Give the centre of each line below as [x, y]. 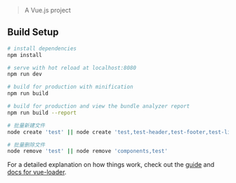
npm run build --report [42, 113]
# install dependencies [42, 49]
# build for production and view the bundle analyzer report [99, 106]
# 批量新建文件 [26, 125]
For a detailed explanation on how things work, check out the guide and [111, 165]
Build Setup [33, 32]
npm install [25, 55]
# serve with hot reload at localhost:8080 [72, 68]
